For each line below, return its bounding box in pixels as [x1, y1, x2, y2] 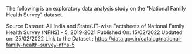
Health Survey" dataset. [6, 11, 64, 18]
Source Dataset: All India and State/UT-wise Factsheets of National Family [6, 23, 185, 29]
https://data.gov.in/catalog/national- [94, 35, 183, 42]
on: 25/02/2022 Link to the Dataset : [6, 35, 94, 42]
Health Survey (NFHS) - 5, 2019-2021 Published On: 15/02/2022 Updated [6, 29, 183, 36]
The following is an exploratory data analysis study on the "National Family [6, 5, 186, 12]
